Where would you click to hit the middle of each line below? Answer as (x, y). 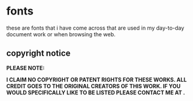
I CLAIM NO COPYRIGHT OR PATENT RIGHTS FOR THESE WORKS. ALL (96, 79)
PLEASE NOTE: (26, 68)
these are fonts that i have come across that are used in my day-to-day (95, 28)
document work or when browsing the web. (61, 34)
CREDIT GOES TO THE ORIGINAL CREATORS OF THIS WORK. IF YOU (93, 86)
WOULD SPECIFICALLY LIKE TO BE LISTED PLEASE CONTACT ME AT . (96, 93)
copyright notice (39, 54)
